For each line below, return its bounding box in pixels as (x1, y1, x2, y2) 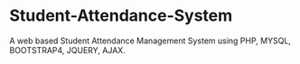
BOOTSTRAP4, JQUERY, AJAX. (9, 44, 127, 55)
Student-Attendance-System (9, 5, 233, 26)
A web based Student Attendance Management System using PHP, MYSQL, (9, 35, 292, 46)
